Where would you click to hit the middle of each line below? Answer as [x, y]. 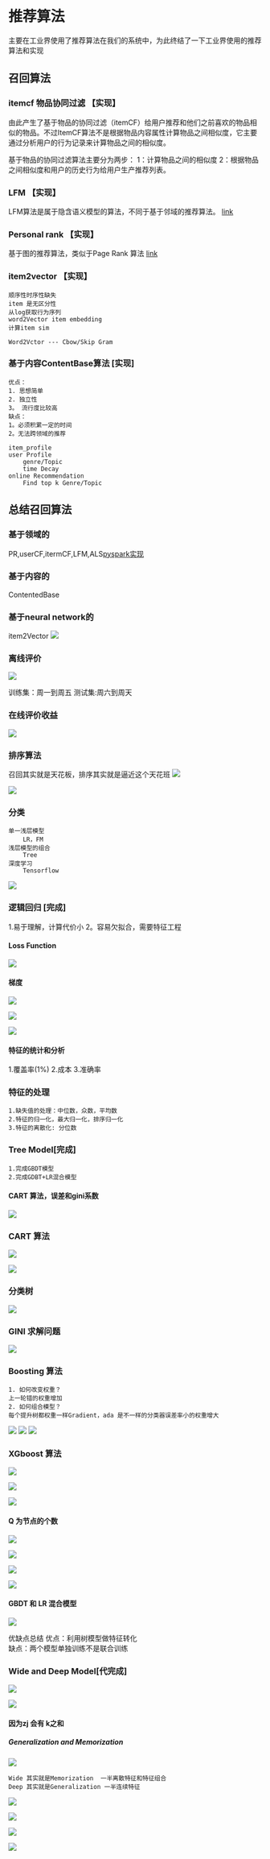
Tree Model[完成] [42, 1150]
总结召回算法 [40, 509]
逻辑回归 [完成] [37, 908]
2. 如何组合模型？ [35, 1407]
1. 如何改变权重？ [35, 1390]
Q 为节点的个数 [33, 1521]
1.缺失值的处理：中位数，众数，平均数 [63, 1111]
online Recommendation [46, 476]
